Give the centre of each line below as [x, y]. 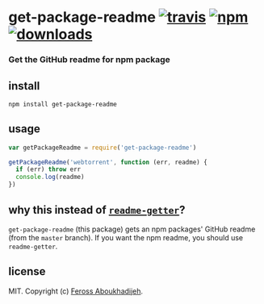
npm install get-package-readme [63, 104]
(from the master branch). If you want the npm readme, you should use [126, 237]
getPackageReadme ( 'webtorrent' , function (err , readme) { [108, 162]
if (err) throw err [48, 169]
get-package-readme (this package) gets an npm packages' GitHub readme [132, 229]
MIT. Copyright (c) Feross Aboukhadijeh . [76, 291]
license [27, 271]
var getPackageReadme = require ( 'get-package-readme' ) [103, 148]
